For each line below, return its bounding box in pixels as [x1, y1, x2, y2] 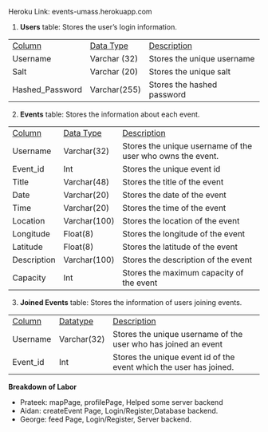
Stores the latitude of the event [122, 241, 238, 252]
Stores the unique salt [148, 66, 231, 77]
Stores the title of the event [122, 176, 224, 187]
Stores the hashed [148, 79, 218, 90]
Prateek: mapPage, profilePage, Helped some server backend [19, 398, 223, 406]
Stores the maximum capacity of [122, 268, 244, 278]
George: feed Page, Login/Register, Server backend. [19, 414, 192, 424]
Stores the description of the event [122, 255, 253, 265]
